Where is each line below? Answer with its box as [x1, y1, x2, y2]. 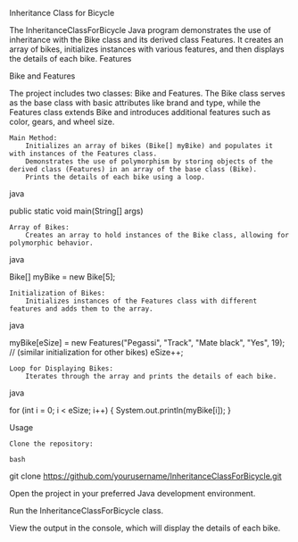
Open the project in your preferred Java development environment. [9, 488, 256, 498]
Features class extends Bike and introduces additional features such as [9, 107, 271, 117]
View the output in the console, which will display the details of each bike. [9, 522, 281, 533]
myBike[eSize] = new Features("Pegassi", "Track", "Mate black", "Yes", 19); [9, 338, 286, 347]
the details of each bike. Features [9, 54, 132, 63]
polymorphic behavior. [9, 238, 94, 247]
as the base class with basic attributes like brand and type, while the [9, 97, 261, 108]
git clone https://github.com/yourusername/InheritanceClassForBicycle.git [9, 471, 283, 481]
